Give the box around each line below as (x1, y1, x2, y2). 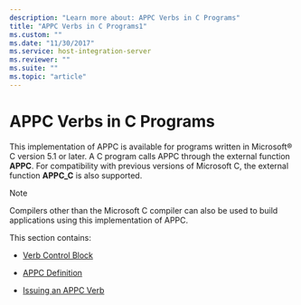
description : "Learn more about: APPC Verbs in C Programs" (9, 13, 241, 23)
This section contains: (9, 232, 92, 243)
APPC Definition (22, 267, 83, 278)
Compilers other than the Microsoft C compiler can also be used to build (9, 205, 278, 215)
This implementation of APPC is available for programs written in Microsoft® (9, 141, 293, 152)
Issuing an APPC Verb (22, 284, 105, 295)
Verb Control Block (22, 250, 93, 261)
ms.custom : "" (9, 30, 63, 39)
